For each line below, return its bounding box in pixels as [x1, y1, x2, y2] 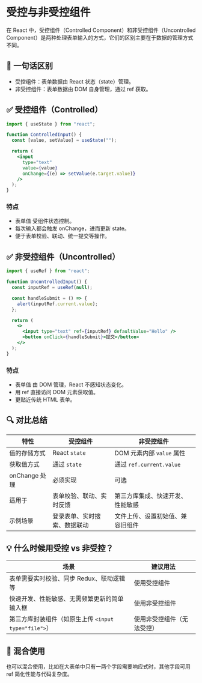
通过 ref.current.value [114, 460, 181, 469]
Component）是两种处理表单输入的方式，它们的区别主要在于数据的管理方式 [6, 34, 194, 41]
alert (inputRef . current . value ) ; [17, 301, 98, 307]
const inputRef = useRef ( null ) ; [11, 285, 93, 291]
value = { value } [22, 165, 58, 171]
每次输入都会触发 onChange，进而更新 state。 [14, 225, 130, 232]
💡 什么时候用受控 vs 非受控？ [6, 543, 114, 553]
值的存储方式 [9, 449, 46, 457]
